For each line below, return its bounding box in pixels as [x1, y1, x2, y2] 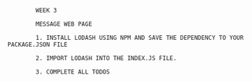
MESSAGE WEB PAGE [35, 20, 92, 28]
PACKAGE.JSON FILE [7, 41, 68, 48]
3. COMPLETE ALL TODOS [35, 68, 110, 76]
